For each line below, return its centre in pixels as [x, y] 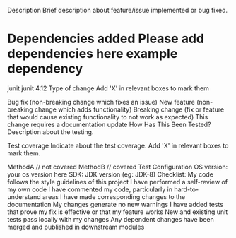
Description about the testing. [51, 132]
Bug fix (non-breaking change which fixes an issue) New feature [101, 102]
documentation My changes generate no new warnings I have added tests [116, 204]
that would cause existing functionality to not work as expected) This [108, 117]
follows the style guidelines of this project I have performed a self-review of [118, 182]
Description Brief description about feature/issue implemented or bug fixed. [118, 10]
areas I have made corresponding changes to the [114, 196]
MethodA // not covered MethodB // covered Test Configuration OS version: [118, 167]
